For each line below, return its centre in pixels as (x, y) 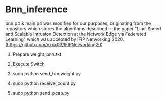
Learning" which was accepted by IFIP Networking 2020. (65, 39)
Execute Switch (29, 64)
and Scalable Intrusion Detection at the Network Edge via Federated (76, 34)
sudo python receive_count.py (44, 83)
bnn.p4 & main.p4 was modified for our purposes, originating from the (78, 23)
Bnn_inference (37, 9)
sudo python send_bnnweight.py (46, 73)
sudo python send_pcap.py (41, 93)
